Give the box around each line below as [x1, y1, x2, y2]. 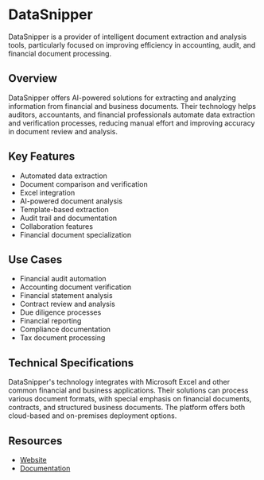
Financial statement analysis [19, 291, 113, 300]
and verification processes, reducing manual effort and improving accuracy [8, 118, 255, 128]
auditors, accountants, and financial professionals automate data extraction [8, 110, 256, 119]
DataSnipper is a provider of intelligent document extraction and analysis [8, 32, 247, 41]
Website [19, 455, 48, 464]
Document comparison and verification [19, 179, 149, 188]
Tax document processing [19, 333, 106, 343]
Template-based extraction [19, 204, 109, 214]
